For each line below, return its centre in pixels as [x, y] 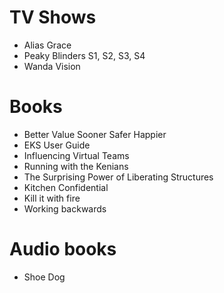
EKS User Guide [57, 145]
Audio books [63, 249]
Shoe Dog [44, 277]
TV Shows [53, 17]
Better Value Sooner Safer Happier [95, 134]
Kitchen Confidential [66, 187]
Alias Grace [47, 45]
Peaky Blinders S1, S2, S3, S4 [84, 55]
